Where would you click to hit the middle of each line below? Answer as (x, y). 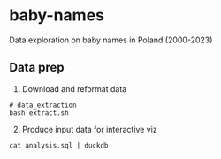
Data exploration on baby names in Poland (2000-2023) (111, 40)
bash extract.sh (39, 113)
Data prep (37, 68)
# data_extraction (43, 105)
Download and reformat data (74, 88)
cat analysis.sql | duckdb (59, 145)
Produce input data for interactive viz (89, 129)
